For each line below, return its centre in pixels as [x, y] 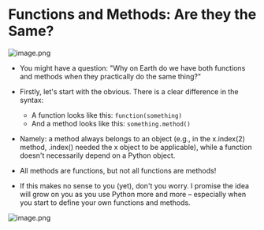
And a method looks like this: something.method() [111, 123]
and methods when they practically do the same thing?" [110, 76]
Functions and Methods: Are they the [132, 15]
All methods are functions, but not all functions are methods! [118, 170]
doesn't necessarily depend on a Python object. [97, 155]
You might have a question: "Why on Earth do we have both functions [132, 68]
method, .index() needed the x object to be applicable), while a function [136, 147]
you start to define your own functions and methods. [105, 203]
